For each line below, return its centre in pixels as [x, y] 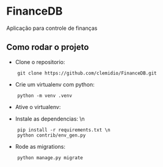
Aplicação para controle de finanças [52, 28]
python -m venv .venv [45, 96]
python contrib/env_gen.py [52, 135]
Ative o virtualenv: [38, 107]
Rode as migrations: [40, 146]
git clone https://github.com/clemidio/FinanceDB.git [87, 73]
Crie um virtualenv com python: [55, 84]
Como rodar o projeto [48, 47]
